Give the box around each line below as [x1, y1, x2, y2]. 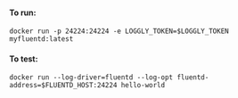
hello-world [120, 81, 166, 90]
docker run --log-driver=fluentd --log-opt [9, 73, 174, 82]
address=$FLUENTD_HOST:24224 [9, 81, 118, 90]
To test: [9, 53, 38, 64]
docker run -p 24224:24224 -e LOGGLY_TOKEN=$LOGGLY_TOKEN [9, 27, 229, 36]
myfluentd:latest [9, 35, 74, 44]
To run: [9, 7, 37, 18]
